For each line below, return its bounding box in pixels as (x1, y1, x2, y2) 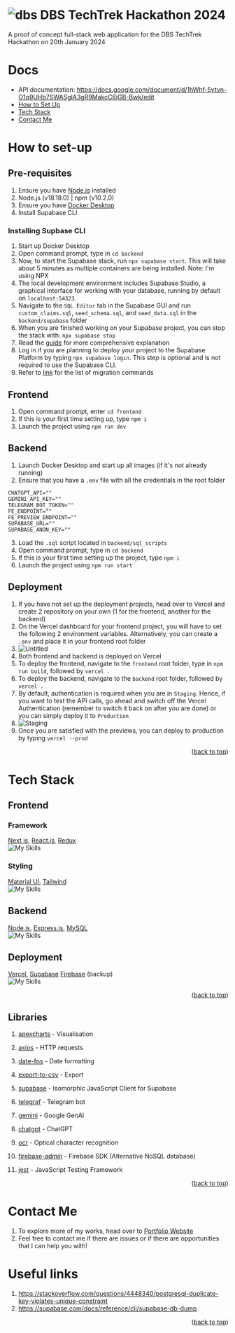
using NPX (17, 272, 49, 280)
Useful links (8, 1266, 79, 1282)
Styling (8, 862, 34, 871)
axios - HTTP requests (17, 1044, 83, 1052)
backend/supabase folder (17, 316, 87, 325)
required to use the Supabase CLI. (17, 361, 117, 369)
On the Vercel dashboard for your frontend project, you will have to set (17, 622, 222, 630)
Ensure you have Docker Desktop (17, 200, 115, 209)
